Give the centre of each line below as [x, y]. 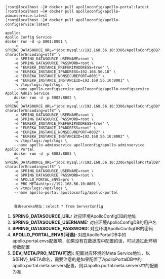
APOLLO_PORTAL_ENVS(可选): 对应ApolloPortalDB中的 [69, 235]
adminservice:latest [26, 16]
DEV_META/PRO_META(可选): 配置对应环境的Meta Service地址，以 [81, 253]
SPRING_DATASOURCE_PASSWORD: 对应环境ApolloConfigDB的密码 [82, 228]
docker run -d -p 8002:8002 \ [45, 98]
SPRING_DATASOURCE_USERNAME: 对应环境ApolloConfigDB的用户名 [84, 222]
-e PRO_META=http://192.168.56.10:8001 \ [57, 184]
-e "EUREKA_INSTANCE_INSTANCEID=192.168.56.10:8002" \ [72, 137]
